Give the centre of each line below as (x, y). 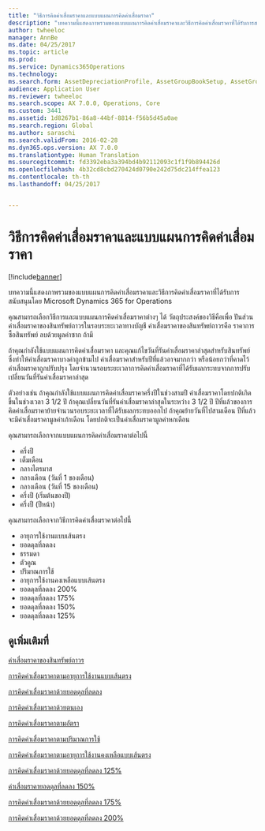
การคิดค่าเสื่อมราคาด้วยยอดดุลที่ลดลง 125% (65, 770)
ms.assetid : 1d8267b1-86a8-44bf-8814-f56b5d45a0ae (93, 118)
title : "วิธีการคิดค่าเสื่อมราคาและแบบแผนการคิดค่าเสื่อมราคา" (82, 15)
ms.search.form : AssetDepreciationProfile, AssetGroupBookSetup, (118, 81)
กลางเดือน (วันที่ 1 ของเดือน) (57, 477)
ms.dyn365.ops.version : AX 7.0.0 (63, 148)
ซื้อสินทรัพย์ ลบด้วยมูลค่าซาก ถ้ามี (50, 334)
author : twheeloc (37, 30)
